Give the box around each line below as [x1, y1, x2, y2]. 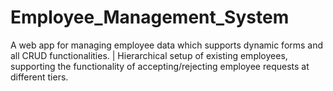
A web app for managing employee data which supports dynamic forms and [10, 39, 324, 51]
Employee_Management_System [10, 6, 290, 29]
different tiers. [10, 71, 69, 83]
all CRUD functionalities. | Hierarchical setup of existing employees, [10, 49, 288, 61]
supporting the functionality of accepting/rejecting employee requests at [10, 60, 310, 72]
